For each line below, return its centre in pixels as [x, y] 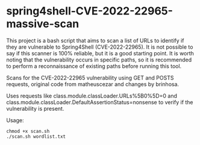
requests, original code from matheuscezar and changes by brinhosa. [93, 84]
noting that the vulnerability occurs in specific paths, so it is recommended [99, 60]
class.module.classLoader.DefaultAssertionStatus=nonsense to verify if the [100, 102]
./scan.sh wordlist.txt [36, 137]
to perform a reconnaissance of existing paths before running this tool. [94, 66]
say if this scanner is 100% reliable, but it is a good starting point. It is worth [100, 53]
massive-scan [43, 24]
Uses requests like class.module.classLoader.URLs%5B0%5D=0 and [92, 96]
